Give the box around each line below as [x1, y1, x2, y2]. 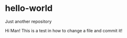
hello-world [5, 3, 53, 14]
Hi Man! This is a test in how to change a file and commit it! [5, 28, 123, 33]
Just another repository [5, 19, 52, 24]
